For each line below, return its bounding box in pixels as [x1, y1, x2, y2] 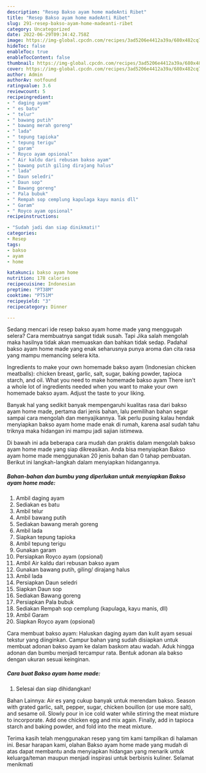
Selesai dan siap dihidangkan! [15, 685, 91, 692]
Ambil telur [15, 508, 43, 515]
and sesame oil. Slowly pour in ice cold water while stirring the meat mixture [7, 710, 199, 717]
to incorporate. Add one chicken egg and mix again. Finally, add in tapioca [7, 716, 194, 724]
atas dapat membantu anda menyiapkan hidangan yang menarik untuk [7, 748, 185, 755]
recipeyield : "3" [7, 298, 51, 304]
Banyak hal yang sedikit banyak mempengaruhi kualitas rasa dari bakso [7, 401, 187, 409]
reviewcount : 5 [7, 89, 46, 95]
